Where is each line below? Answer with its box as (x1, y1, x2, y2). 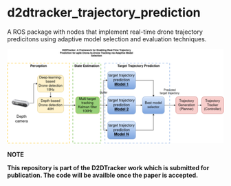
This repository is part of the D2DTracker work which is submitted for (7, 164, 210, 172)
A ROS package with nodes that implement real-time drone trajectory (7, 28, 203, 36)
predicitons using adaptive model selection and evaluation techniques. (7, 34, 207, 43)
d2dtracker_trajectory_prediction (7, 5, 201, 21)
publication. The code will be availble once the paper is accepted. (7, 171, 199, 180)
